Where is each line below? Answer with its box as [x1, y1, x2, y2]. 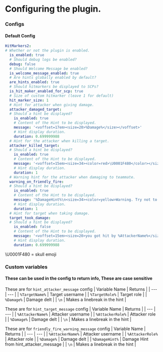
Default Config [5, 33, 35, 38]
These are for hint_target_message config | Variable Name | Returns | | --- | [5, 306, 156, 312]
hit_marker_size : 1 [9, 98, 49, 103]
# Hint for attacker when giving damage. [9, 102, 95, 107]
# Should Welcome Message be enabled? [9, 66, 88, 71]
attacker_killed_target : [9, 143, 60, 148]
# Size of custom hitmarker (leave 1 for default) [9, 93, 114, 98]
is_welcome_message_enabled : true [9, 70, 79, 76]
